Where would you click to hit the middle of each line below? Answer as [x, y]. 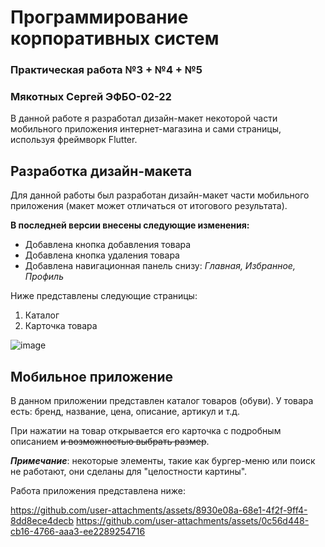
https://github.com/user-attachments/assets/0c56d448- [193, 521]
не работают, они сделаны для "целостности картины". [129, 472]
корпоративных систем [115, 38]
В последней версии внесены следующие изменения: [130, 225]
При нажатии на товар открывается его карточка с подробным [146, 431]
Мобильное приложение [91, 376]
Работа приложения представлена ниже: [98, 491]
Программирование [99, 17]
